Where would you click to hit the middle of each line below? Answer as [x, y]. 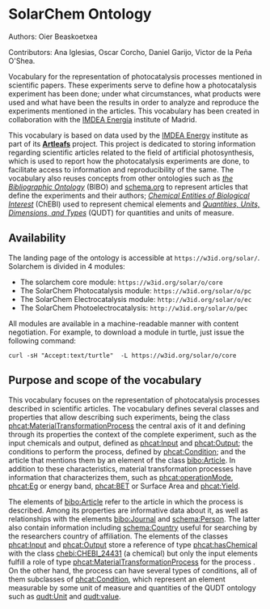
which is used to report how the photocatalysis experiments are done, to [129, 161]
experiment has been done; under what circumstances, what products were [135, 93]
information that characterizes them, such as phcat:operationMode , [121, 477]
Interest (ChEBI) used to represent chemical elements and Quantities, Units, [134, 204]
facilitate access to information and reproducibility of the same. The [121, 169]
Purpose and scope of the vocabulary [105, 380]
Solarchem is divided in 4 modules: [67, 266]
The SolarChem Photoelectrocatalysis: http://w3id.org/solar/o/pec [134, 308]
